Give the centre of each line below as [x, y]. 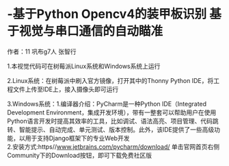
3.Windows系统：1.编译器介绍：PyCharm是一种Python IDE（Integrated [107, 104]
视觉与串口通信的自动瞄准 [91, 31]
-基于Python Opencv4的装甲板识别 [107, 14]
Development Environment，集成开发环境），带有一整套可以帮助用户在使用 [112, 112]
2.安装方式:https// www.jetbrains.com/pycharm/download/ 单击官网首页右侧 [113, 146]
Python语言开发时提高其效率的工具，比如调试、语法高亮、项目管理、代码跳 [113, 121]
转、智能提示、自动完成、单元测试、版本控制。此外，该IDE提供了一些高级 [111, 129]
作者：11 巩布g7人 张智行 [42, 51]
